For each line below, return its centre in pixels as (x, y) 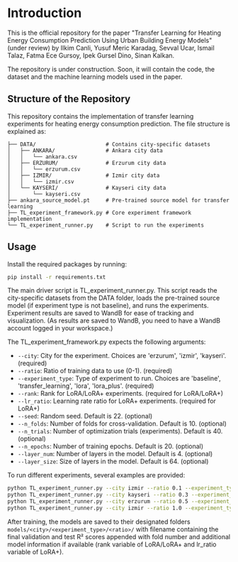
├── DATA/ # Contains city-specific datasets (109, 144)
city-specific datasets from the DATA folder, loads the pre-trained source (114, 298)
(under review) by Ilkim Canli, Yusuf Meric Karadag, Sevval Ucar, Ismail (111, 48)
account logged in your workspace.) (60, 328)
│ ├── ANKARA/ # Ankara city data (85, 151)
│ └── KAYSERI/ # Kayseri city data (87, 188)
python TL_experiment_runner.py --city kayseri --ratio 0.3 (98, 495)
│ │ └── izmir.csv (41, 182)
